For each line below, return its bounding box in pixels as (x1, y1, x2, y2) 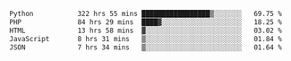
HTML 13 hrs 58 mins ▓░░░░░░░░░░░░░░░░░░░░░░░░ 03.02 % (9, 26, 282, 35)
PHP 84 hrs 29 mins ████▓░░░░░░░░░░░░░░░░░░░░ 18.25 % (9, 17, 282, 27)
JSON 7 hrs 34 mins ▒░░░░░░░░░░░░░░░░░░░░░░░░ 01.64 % (9, 42, 282, 52)
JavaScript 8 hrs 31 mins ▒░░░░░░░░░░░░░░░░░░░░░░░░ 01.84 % (9, 34, 282, 43)
